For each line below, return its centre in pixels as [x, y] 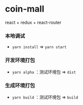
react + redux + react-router [33, 22]
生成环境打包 [20, 86]
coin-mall [25, 9]
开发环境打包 [20, 60]
